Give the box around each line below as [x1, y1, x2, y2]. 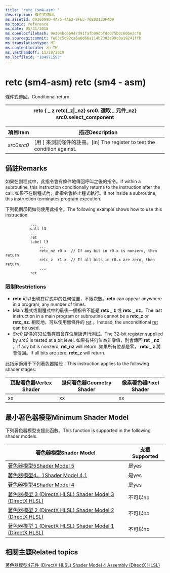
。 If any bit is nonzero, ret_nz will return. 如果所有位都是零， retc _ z [12, 343, 155, 350]
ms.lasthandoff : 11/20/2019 [5, 50, 65, 55]
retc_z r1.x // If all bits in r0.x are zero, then [39, 257, 155, 263]
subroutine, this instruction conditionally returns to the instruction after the [5, 184, 160, 190]
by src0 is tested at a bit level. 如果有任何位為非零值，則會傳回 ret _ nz [12, 337, 159, 343]
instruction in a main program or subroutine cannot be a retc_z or [12, 313, 149, 319]
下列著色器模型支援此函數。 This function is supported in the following [5, 427, 151, 434]
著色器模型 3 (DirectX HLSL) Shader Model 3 [8, 491, 114, 498]
